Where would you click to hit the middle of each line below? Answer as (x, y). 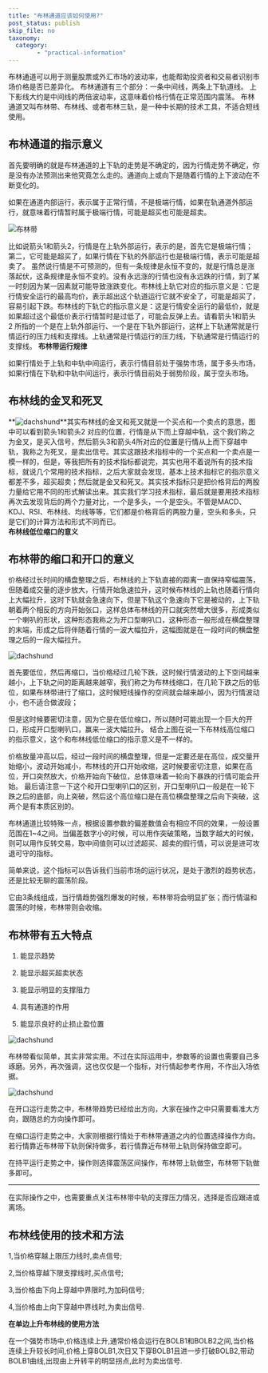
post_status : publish (44, 23)
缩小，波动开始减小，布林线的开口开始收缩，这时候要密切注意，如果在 (130, 767)
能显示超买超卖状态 (51, 973)
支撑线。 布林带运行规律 (48, 346)
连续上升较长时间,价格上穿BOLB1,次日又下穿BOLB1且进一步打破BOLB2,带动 (131, 1351)
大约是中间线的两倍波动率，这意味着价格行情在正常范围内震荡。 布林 (142, 96)
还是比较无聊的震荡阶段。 (50, 880)
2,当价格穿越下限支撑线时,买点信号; (66, 1273)
